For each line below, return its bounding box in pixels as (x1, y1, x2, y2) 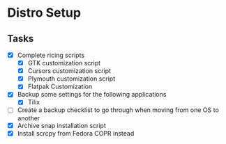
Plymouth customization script (27, 74, 116, 83)
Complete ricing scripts (17, 51, 85, 59)
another (17, 113, 40, 122)
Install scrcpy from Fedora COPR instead (17, 129, 135, 137)
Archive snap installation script (17, 121, 106, 129)
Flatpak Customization (27, 82, 93, 91)
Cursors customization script (27, 67, 112, 75)
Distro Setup (7, 5, 82, 21)
